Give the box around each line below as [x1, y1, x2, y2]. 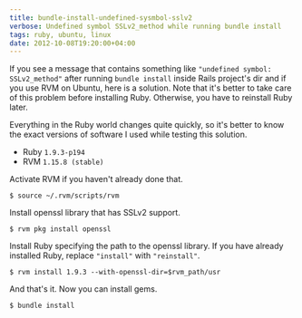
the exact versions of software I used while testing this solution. [9, 129, 248, 140]
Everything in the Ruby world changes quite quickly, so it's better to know [9, 120, 285, 130]
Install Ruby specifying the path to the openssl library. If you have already [9, 241, 284, 252]
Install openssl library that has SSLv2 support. [9, 207, 181, 218]
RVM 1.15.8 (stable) [22, 156, 104, 168]
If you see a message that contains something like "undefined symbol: [9, 63, 272, 74]
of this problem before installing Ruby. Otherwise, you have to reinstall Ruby [9, 92, 293, 103]
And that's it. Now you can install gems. [9, 284, 158, 294]
